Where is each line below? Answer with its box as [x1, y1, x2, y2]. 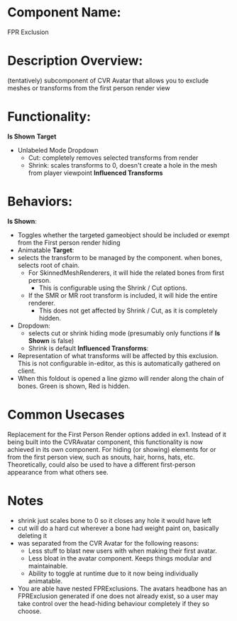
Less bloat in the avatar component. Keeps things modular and [28, 553, 211, 562]
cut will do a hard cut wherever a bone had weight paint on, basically [17, 524, 219, 532]
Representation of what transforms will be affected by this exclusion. [17, 351, 219, 360]
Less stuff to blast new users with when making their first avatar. [28, 546, 218, 555]
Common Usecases [7, 406, 126, 423]
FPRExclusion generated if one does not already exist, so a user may [17, 591, 219, 600]
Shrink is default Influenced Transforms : [28, 344, 149, 352]
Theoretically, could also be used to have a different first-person [7, 460, 196, 469]
